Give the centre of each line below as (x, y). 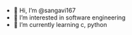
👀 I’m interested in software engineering (69, 17)
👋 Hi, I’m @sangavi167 (45, 10)
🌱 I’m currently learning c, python (60, 25)
